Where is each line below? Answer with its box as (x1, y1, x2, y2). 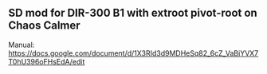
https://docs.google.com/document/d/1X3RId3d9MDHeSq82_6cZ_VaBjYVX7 (8, 48, 259, 58)
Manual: (8, 40, 35, 49)
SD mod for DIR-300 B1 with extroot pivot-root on (8, 6, 257, 20)
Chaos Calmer (8, 19, 81, 33)
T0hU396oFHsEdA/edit (8, 56, 85, 66)
